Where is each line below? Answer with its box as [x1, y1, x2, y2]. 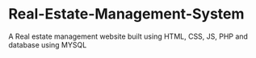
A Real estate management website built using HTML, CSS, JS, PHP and [8, 31, 249, 41]
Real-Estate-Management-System [8, 5, 245, 23]
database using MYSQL [8, 39, 87, 49]
